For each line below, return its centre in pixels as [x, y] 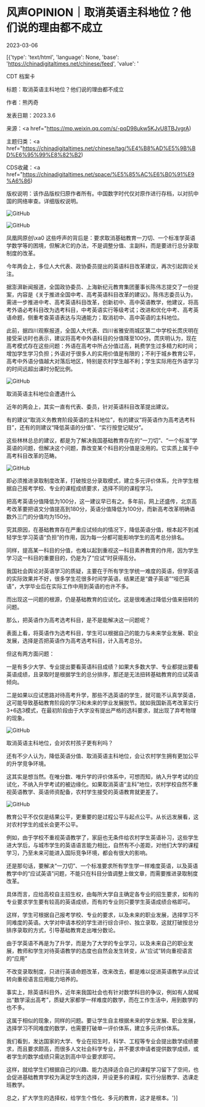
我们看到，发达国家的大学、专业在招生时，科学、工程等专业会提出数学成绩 [100, 1041]
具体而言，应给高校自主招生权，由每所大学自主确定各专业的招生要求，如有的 [103, 894]
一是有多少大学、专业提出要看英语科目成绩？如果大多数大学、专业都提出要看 [103, 667]
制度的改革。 [22, 253]
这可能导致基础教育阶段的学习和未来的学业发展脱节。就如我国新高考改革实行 [103, 703]
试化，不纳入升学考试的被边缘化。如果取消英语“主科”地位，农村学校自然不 [100, 784]
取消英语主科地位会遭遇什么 [41, 393]
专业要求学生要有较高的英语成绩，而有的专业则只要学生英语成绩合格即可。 [100, 902]
